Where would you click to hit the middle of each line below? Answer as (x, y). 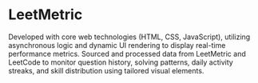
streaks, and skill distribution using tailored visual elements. (106, 70)
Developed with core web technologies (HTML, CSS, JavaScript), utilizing (129, 37)
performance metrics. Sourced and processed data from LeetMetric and (127, 53)
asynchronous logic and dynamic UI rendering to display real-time (117, 45)
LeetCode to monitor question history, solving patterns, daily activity (121, 62)
